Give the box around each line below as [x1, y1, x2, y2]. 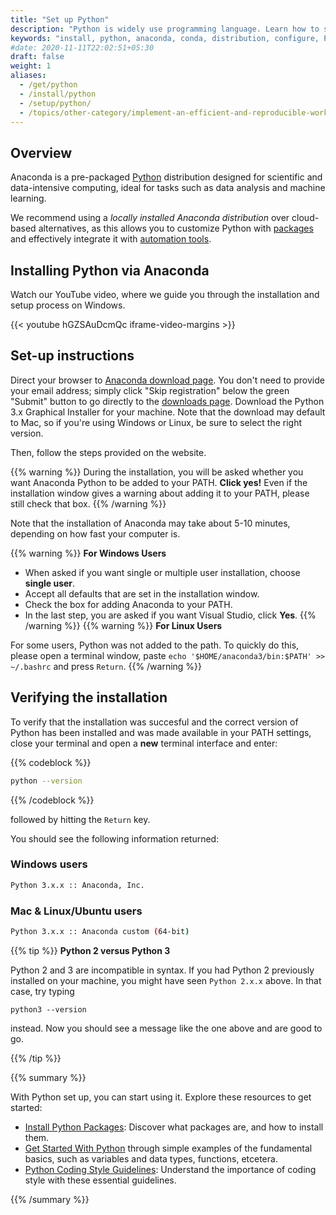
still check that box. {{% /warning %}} [10, 497, 167, 510]
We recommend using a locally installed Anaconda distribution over [10, 212, 290, 224]
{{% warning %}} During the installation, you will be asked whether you [10, 466, 304, 478]
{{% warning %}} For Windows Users [10, 547, 167, 559]
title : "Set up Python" [10, 14, 110, 25]
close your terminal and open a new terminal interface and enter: [10, 737, 278, 749]
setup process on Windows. [10, 299, 126, 311]
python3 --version [10, 1004, 87, 1015]
